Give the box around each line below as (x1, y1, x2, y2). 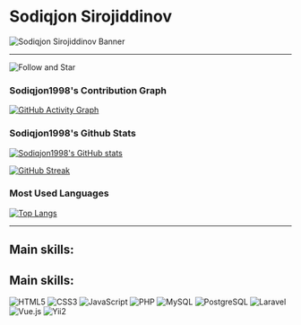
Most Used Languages (9, 187, 109, 199)
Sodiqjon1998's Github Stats (9, 127, 136, 140)
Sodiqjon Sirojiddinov (9, 6, 173, 27)
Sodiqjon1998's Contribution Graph (9, 83, 168, 96)
